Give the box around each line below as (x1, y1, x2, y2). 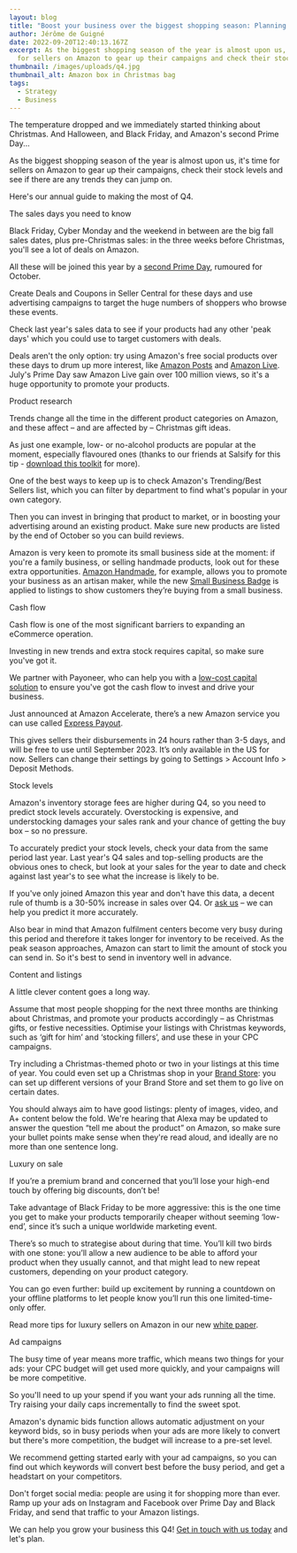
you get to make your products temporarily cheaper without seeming (9, 1211, 260, 1222)
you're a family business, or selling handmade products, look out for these (9, 557, 280, 567)
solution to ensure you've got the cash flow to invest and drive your (9, 682, 255, 693)
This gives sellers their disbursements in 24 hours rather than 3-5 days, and (9, 735, 286, 746)
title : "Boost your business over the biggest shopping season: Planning (9, 21, 287, 30)
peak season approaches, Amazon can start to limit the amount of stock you (9, 943, 287, 954)
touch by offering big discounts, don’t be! (9, 1185, 160, 1196)
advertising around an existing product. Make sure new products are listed (9, 521, 280, 532)
